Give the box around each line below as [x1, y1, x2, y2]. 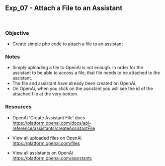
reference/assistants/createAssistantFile [12, 125, 95, 131]
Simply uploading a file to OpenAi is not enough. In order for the [12, 65, 143, 71]
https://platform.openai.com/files [12, 140, 81, 146]
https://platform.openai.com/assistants [12, 155, 92, 161]
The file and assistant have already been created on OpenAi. [12, 81, 137, 86]
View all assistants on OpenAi [12, 150, 74, 156]
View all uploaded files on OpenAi [12, 135, 82, 141]
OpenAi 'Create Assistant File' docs [12, 114, 85, 121]
